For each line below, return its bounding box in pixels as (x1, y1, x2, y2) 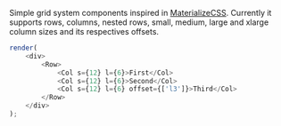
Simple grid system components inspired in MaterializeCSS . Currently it (9, 8, 272, 18)
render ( (9, 43, 38, 52)
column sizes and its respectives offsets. (9, 27, 159, 36)
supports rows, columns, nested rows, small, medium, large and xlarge (9, 17, 269, 28)
